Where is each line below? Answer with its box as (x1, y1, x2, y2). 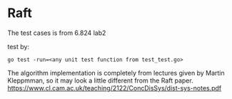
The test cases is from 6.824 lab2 (7, 28, 106, 37)
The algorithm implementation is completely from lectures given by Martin (7, 68, 225, 77)
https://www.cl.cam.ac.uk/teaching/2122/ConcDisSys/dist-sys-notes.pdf (7, 83, 222, 92)
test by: (7, 42, 30, 51)
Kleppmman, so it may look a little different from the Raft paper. (7, 76, 194, 85)
